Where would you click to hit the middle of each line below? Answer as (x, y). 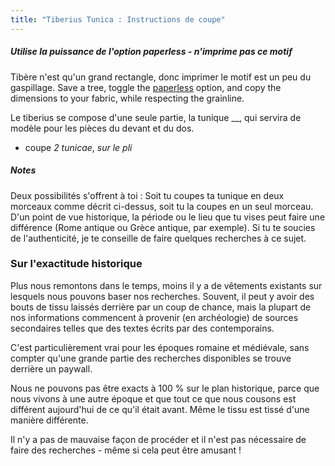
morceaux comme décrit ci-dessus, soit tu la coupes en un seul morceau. (162, 206)
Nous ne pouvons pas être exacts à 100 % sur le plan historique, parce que (165, 388)
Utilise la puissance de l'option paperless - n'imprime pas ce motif (151, 52)
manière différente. (49, 420)
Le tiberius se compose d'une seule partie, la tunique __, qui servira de (156, 117)
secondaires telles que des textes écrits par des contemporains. (142, 328)
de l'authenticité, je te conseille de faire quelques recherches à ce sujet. (158, 238)
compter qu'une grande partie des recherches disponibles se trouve (151, 358)
